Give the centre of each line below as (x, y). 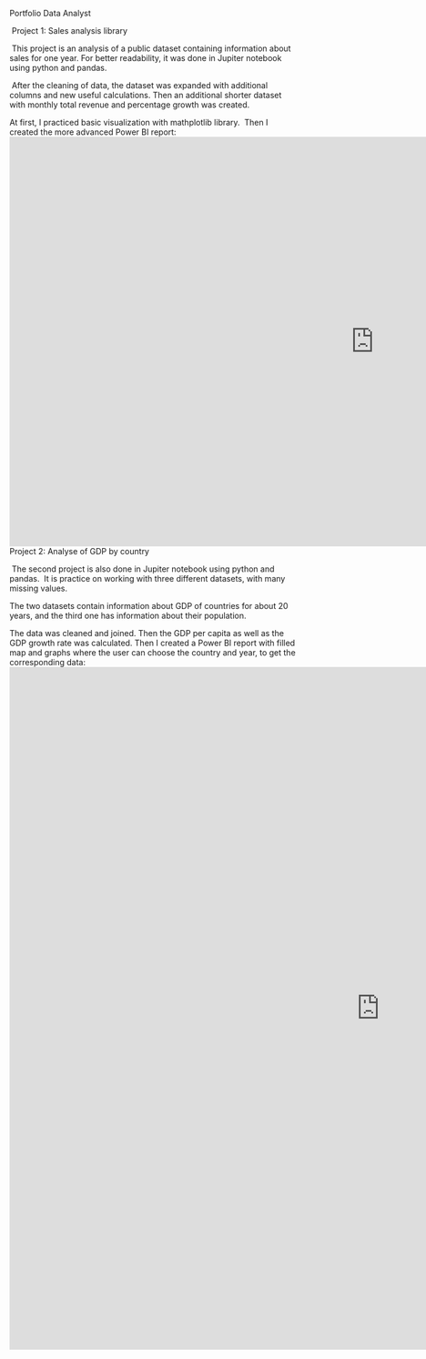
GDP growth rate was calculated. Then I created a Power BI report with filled (152, 643)
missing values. (39, 588)
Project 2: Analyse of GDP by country (80, 551)
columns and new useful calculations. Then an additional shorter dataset (146, 95)
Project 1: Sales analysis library (70, 30)
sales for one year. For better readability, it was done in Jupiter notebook (146, 58)
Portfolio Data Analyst (50, 13)
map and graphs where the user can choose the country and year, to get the (152, 653)
